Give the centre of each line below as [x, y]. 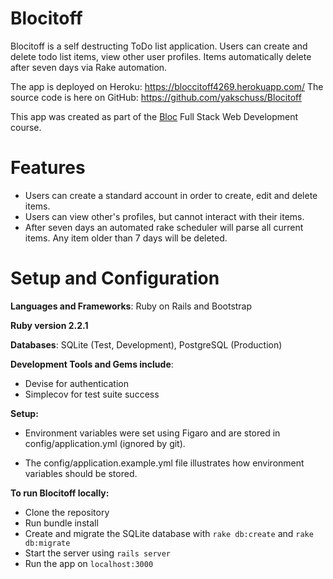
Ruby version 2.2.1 [49, 325]
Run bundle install [61, 523]
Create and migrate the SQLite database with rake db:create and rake [169, 533]
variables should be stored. [81, 473]
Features [48, 168]
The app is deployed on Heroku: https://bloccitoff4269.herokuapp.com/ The [167, 86]
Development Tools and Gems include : [92, 364]
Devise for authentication [76, 383]
